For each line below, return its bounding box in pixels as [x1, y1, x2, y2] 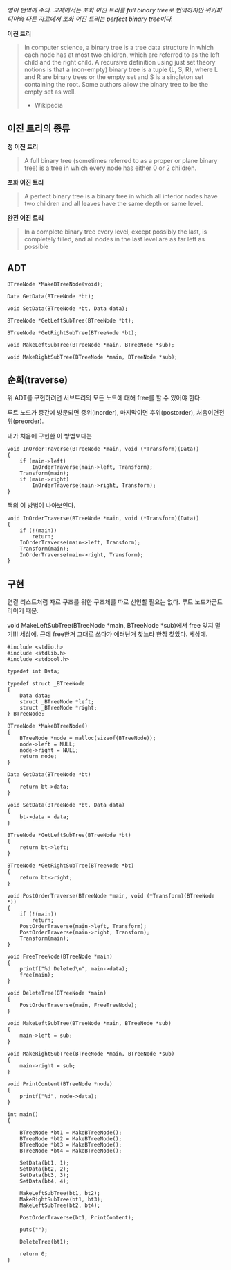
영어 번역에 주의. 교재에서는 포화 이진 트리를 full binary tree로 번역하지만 [7, 6, 204, 14]
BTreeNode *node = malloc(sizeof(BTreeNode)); [19, 735, 156, 742]
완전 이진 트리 [7, 214, 44, 222]
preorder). [15, 417, 44, 425]
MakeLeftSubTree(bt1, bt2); [19, 1190, 100, 1197]
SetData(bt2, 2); [19, 1166, 70, 1173]
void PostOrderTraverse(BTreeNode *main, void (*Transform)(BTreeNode [7, 893, 215, 900]
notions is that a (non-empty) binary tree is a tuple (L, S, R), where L [24, 65, 219, 74]
